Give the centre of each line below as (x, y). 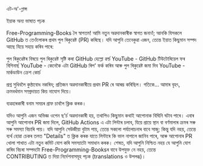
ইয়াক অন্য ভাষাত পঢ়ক (26, 21)
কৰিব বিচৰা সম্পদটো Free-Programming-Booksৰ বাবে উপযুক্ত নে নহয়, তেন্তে (81, 150)
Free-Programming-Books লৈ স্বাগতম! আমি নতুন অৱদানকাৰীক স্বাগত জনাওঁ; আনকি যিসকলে (94, 33)
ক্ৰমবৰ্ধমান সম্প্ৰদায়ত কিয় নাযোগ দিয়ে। (39, 91)
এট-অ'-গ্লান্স (17, 9)
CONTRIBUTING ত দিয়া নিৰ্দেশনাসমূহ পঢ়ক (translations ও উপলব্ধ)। (76, 156)
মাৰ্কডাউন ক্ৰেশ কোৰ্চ (24, 72)
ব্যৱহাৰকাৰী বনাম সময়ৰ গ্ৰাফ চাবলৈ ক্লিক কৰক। (46, 103)
